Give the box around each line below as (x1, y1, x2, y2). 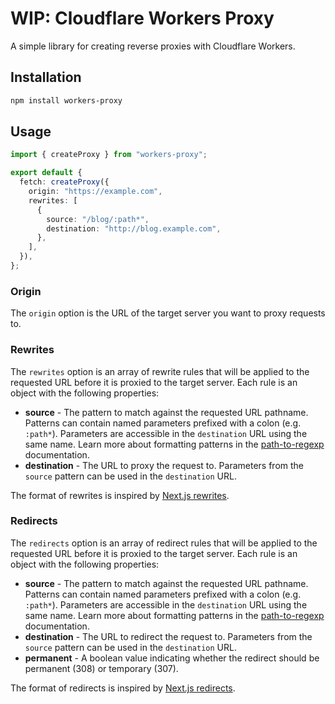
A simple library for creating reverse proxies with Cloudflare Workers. (10, 40, 296, 52)
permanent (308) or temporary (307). (24, 662, 179, 674)
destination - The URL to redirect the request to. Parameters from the (24, 630, 313, 642)
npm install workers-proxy (10, 95, 123, 106)
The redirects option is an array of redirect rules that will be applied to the (10, 537, 318, 549)
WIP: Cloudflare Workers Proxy (10, 7, 275, 30)
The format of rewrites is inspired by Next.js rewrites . (10, 489, 230, 501)
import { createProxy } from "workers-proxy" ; (10, 150, 208, 160)
